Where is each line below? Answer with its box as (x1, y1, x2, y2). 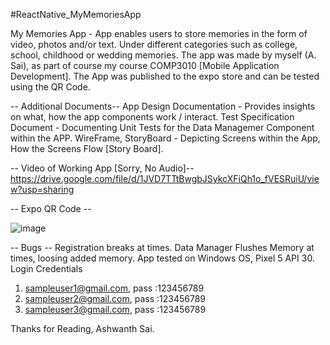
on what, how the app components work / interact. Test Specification (10, 111, 295, 123)
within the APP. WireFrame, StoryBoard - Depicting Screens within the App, (10, 132, 321, 144)
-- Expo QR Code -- (10, 203, 92, 214)
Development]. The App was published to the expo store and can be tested (10, 70, 320, 82)
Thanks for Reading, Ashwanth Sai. (10, 323, 155, 334)
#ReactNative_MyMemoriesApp (10, 9, 142, 20)
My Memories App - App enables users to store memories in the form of (10, 28, 308, 39)
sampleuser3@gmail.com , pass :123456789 (24, 304, 207, 315)
